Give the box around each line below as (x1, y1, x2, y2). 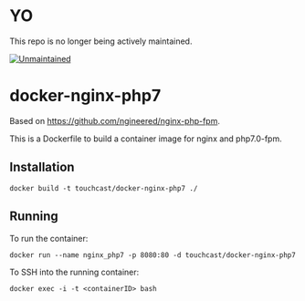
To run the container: (9, 233, 89, 244)
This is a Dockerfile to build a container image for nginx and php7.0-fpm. (9, 133, 282, 144)
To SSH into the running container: (9, 266, 140, 277)
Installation (9, 160, 75, 175)
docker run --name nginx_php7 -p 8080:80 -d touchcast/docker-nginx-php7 (9, 250, 297, 260)
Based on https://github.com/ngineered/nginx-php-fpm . (9, 115, 221, 126)
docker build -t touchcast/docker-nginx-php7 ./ (9, 183, 198, 192)
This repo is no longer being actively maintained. (9, 36, 193, 47)
